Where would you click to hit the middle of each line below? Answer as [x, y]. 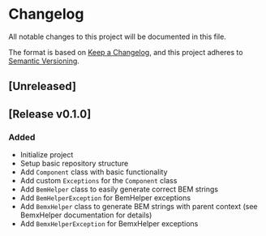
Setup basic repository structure [74, 164]
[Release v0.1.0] [50, 114]
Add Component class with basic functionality [94, 172]
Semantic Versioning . [44, 61]
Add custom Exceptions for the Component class [99, 181]
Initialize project [47, 155]
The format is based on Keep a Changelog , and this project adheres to [126, 52]
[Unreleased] [43, 86]
